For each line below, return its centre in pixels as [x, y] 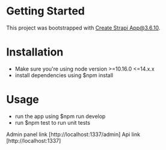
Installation [35, 52]
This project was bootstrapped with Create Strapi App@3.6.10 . [83, 28]
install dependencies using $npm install [64, 75]
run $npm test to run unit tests [52, 122]
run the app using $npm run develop [60, 116]
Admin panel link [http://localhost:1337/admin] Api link [73, 134]
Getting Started [46, 11]
